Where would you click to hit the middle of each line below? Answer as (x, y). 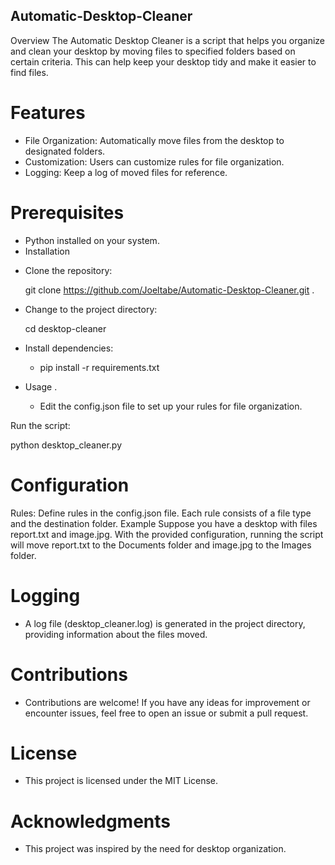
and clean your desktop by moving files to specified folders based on (153, 51)
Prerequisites (67, 212)
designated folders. (65, 151)
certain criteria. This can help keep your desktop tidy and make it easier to (163, 61)
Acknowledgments (91, 821)
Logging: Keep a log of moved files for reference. (126, 172)
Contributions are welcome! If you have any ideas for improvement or (167, 702)
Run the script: (40, 425)
